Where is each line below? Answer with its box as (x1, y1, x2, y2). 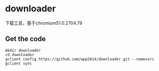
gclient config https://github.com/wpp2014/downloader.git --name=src (5, 57, 155, 62)
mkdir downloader (5, 48, 41, 53)
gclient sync (5, 61, 32, 66)
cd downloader (5, 52, 35, 57)
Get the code (5, 35, 46, 43)
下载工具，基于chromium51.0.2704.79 (5, 20, 83, 26)
